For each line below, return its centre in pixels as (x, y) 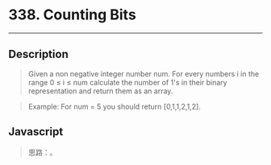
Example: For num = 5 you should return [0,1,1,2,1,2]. (115, 106)
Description (38, 54)
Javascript (36, 132)
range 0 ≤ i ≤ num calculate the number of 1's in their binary (127, 82)
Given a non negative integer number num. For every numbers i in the (144, 73)
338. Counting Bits (73, 15)
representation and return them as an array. (100, 91)
